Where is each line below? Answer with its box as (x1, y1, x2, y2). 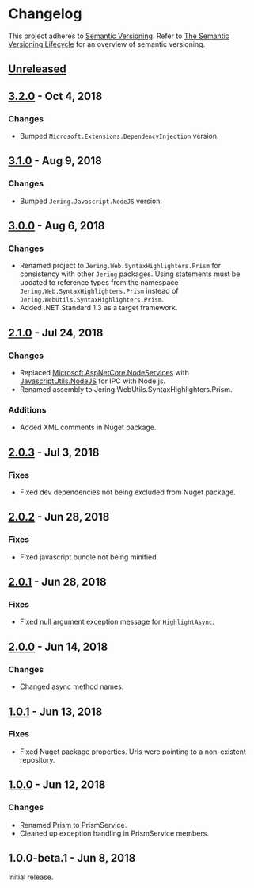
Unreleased (8, 63, 67, 76)
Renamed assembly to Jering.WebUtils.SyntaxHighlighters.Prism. (19, 385, 233, 394)
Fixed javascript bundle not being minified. (19, 552, 159, 562)
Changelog (8, 5, 82, 23)
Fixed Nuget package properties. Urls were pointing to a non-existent (19, 747, 247, 756)
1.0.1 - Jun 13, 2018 (8, 705, 103, 718)
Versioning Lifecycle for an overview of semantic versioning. (8, 39, 206, 48)
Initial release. (8, 872, 54, 882)
